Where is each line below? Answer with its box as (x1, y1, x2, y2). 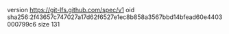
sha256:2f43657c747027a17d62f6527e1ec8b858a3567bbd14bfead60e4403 (7, 13, 223, 21)
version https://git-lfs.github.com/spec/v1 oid (7, 6, 135, 14)
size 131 (37, 20, 60, 28)
